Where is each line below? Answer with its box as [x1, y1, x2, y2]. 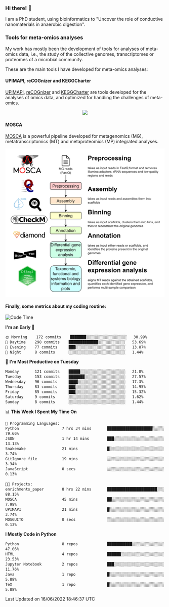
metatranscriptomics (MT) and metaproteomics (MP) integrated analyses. [5, 139, 159, 144]
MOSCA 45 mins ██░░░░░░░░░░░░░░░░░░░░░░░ [5, 497, 164, 502]
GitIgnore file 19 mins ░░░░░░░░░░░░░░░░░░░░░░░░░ [5, 457, 164, 462]
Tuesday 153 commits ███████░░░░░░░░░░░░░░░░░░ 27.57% [5, 374, 146, 379]
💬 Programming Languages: [5, 421, 60, 426]
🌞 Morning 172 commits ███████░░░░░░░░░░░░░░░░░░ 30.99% [5, 335, 148, 340]
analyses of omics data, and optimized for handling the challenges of [5, 94, 149, 100]
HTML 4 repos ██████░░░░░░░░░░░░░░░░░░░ [5, 552, 164, 557]
